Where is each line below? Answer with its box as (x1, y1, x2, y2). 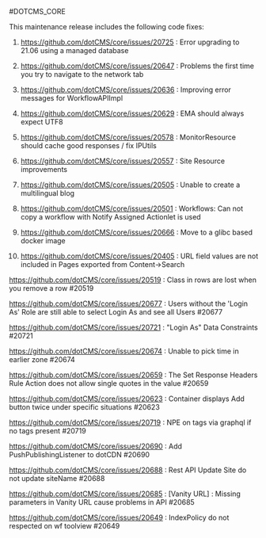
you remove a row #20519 (9, 284, 94, 292)
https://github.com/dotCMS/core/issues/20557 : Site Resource (20, 156, 225, 166)
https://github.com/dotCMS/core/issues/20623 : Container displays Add (9, 394, 245, 403)
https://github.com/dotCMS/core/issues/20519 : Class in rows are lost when (9, 275, 256, 284)
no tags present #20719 (9, 426, 86, 435)
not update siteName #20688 (9, 474, 105, 483)
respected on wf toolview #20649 (9, 521, 120, 530)
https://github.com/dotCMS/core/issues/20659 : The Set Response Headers (9, 370, 258, 380)
